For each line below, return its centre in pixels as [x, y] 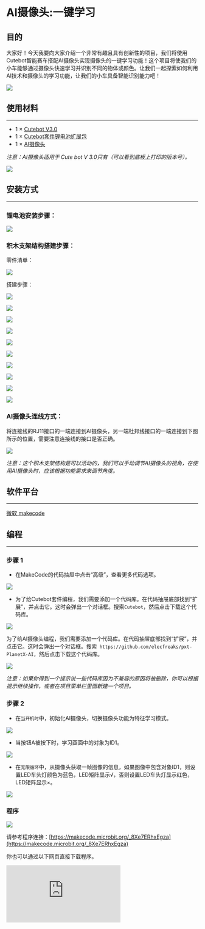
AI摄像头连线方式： [34, 417]
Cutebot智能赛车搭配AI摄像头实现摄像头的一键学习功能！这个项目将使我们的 [102, 60]
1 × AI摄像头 [30, 144]
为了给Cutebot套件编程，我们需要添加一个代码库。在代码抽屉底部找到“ [104, 599]
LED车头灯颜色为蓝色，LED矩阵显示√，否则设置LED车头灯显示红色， [106, 774]
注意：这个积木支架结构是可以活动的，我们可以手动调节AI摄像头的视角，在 [99, 463]
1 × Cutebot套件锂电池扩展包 [51, 136]
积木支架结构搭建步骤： [40, 246]
